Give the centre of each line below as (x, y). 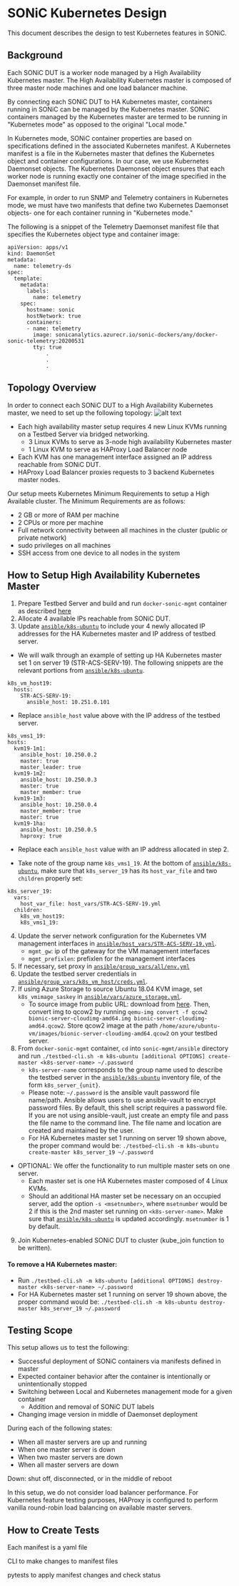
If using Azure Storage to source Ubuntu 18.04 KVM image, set (110, 989)
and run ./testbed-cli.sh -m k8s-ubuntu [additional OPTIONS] (111, 1056)
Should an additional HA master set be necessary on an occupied (124, 1196)
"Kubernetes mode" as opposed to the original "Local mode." (97, 124)
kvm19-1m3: (30, 799)
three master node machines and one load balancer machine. (97, 88)
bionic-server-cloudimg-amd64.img (80, 1019)
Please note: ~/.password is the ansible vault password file (114, 1093)
